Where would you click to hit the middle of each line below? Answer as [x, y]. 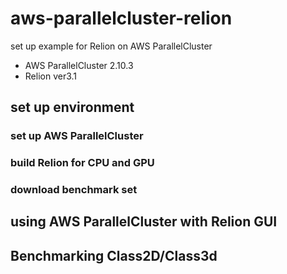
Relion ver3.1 [51, 76]
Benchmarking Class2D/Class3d [114, 255]
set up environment [72, 107]
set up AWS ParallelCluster [77, 136]
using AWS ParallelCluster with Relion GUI [144, 222]
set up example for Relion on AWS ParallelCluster [111, 46]
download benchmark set [74, 190]
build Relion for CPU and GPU [82, 163]
